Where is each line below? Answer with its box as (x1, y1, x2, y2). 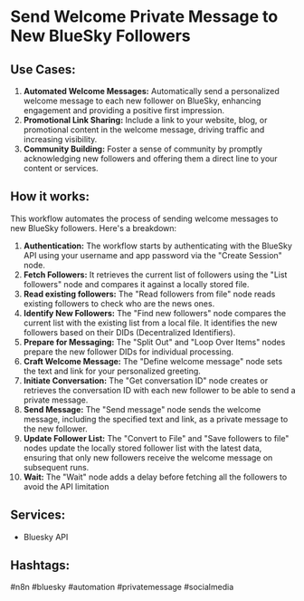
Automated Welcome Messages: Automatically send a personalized (23, 86, 280, 96)
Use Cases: (10, 62, 76, 77)
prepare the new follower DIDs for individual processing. (23, 346, 234, 357)
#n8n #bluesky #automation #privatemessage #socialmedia (10, 582, 234, 593)
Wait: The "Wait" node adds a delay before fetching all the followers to (23, 471, 288, 482)
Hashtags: (10, 557, 71, 573)
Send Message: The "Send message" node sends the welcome (23, 403, 261, 414)
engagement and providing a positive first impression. (23, 105, 225, 115)
